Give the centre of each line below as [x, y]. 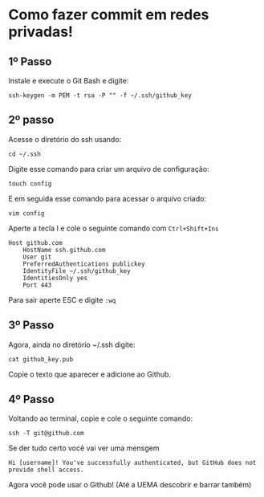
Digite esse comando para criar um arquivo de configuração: [109, 169]
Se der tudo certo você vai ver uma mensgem [84, 448]
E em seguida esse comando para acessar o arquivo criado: [108, 198]
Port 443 [37, 285]
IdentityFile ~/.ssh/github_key [77, 271]
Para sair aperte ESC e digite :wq [62, 299]
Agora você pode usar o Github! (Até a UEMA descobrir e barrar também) [130, 485]
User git [37, 257]
